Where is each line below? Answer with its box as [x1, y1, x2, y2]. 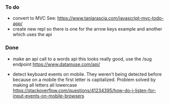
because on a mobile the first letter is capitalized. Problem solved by [12, 76, 156, 83]
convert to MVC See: [12, 15, 57, 21]
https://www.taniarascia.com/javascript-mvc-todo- [57, 15, 164, 21]
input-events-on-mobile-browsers [12, 93, 85, 99]
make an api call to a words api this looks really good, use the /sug [12, 56, 152, 62]
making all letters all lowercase [12, 82, 77, 88]
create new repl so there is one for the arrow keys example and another [12, 26, 162, 32]
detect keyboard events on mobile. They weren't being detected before [12, 71, 162, 77]
